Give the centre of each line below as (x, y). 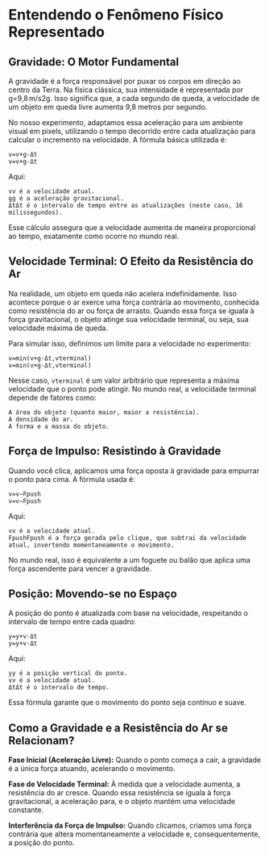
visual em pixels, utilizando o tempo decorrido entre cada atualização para (132, 131)
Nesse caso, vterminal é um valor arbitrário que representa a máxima (124, 380)
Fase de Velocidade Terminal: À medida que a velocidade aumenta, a (124, 784)
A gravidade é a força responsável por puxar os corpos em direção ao (125, 81)
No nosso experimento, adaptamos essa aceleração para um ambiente (126, 122)
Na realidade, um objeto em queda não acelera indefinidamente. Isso (123, 293)
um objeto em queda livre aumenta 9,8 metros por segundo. (108, 107)
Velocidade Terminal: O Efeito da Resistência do (131, 261)
